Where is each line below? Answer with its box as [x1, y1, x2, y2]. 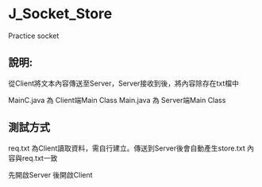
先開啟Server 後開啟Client [8, 170, 93, 179]
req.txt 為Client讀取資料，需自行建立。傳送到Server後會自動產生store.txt [8, 143, 246, 153]
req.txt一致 [21, 153, 58, 162]
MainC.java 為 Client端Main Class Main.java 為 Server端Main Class [8, 95, 226, 105]
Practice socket [8, 31, 60, 40]
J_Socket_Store [8, 5, 113, 23]
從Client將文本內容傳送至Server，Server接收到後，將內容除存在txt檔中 [8, 78, 240, 88]
